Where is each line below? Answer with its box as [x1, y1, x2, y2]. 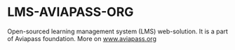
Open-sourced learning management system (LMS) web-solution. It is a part [7, 27, 228, 35]
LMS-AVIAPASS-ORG [7, 4, 134, 20]
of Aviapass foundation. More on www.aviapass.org [7, 34, 156, 42]
